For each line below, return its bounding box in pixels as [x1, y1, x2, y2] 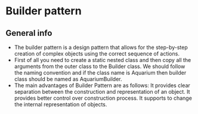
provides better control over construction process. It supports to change [14, 94, 192, 101]
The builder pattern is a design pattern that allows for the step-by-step [14, 44, 188, 51]
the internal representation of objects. [14, 101, 107, 108]
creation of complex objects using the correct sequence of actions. [14, 50, 180, 57]
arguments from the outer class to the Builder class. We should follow [14, 63, 185, 70]
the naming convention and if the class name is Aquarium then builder [14, 69, 187, 76]
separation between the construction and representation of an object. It [14, 88, 190, 95]
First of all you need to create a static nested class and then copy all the [14, 57, 191, 63]
